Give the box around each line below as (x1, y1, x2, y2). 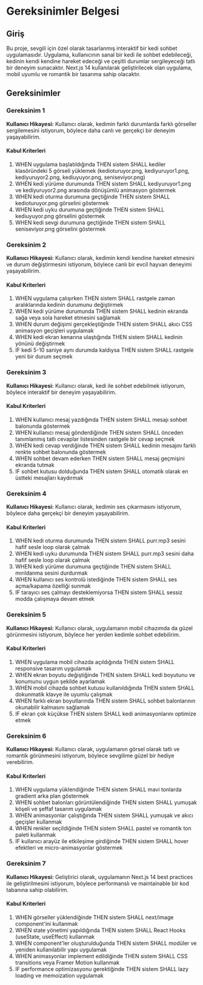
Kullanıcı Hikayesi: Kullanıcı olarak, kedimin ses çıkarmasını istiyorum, (6, 503, 182, 511)
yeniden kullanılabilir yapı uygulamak (15, 945, 107, 953)
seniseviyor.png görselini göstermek (15, 225, 106, 233)
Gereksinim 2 (6, 240, 47, 249)
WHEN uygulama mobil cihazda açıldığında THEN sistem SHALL (15, 658, 175, 665)
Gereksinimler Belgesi (6, 4, 119, 18)
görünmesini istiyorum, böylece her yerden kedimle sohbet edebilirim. (6, 631, 181, 638)
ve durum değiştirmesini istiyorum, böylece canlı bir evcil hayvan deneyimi (6, 261, 192, 268)
